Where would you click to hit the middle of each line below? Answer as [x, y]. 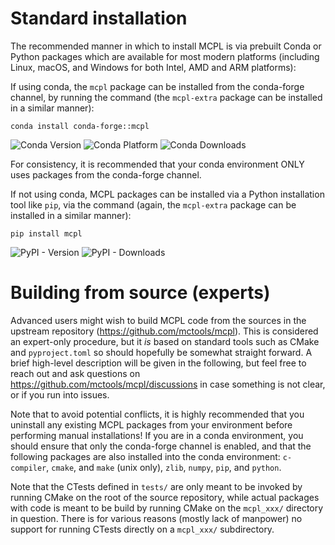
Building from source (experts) [140, 293]
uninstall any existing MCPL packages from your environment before [151, 424]
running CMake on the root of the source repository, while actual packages [165, 497]
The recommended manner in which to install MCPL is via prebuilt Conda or [166, 46]
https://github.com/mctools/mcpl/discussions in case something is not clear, [168, 384]
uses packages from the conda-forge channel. [106, 174]
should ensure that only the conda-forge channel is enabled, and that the [161, 446]
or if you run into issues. [60, 394]
